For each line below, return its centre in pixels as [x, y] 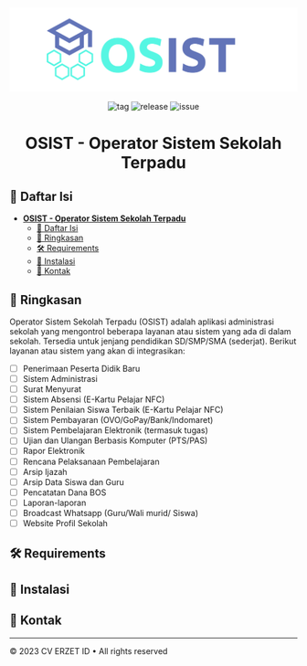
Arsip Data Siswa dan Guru [74, 481]
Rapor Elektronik [53, 451]
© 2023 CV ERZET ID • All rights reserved [89, 650]
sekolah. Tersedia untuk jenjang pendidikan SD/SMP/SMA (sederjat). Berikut [153, 341]
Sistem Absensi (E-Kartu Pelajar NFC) [94, 399]
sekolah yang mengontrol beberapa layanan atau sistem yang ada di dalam [150, 331]
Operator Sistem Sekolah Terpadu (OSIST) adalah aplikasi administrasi [142, 322]
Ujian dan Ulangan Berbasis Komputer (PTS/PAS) [115, 440]
